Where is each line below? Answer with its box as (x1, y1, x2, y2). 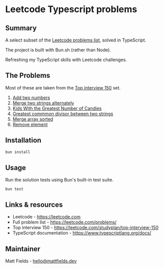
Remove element (12, 121, 48, 127)
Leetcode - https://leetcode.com (12, 214, 81, 220)
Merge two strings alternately (12, 100, 74, 106)
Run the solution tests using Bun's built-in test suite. (5, 177, 114, 183)
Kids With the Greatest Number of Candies (12, 105, 102, 111)
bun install (5, 149, 30, 155)
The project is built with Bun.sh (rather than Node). (5, 47, 111, 53)
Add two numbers (12, 95, 51, 101)
